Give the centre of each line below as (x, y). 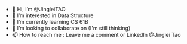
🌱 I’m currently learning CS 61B (50, 22)
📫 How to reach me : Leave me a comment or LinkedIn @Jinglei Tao (96, 35)
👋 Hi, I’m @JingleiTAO (39, 9)
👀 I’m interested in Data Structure (53, 15)
